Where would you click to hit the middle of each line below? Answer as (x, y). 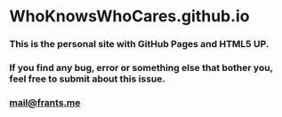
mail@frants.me (45, 102)
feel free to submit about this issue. (88, 79)
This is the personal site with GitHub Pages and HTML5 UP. (139, 44)
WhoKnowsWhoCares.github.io (129, 16)
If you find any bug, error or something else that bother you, (141, 68)
